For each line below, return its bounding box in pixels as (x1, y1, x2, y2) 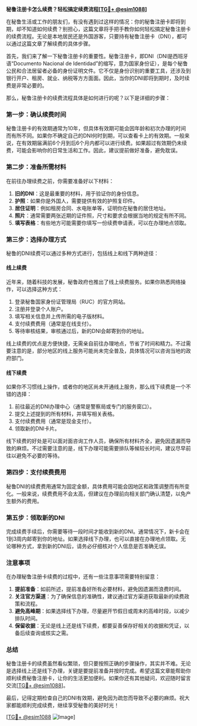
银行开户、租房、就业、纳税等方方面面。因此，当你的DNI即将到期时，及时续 (6, 74, 190, 82)
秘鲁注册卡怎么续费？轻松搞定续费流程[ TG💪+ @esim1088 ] (6, 6, 148, 12)
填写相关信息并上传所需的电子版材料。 (14, 313, 107, 320)
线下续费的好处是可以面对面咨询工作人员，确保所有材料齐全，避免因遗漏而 (6, 437, 186, 445)
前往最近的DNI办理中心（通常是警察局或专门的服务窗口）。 (14, 403, 155, 410)
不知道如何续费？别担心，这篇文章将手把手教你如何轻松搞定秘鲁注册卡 (21, 26, 191, 32)
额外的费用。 (11, 497, 42, 504)
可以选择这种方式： (16, 286, 63, 293)
